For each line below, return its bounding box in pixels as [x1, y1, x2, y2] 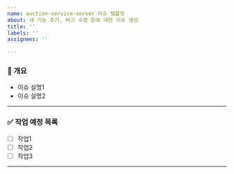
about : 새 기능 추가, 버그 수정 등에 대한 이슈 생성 [7, 17, 139, 24]
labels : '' [7, 29, 39, 37]
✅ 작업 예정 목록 [7, 117, 58, 127]
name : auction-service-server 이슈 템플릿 [7, 10, 125, 17]
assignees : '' [7, 36, 49, 43]
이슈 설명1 [17, 83, 45, 92]
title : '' [7, 23, 36, 30]
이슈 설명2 [17, 92, 46, 101]
